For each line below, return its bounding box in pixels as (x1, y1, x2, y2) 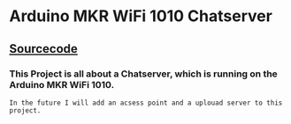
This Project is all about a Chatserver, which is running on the (9, 68, 279, 80)
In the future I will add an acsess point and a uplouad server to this (9, 98, 283, 107)
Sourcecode (9, 41, 78, 56)
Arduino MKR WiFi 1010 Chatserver (9, 6, 272, 26)
